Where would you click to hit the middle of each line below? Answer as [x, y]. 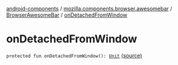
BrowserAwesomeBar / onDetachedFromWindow [67, 15]
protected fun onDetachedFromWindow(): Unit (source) [74, 55]
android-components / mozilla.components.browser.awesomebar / [89, 9]
